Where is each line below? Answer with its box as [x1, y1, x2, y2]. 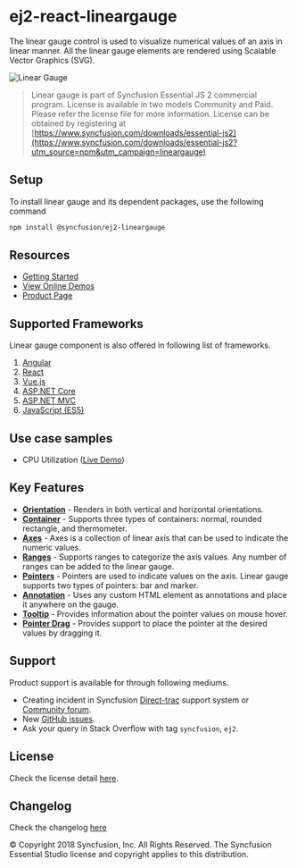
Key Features [9, 480, 85, 495]
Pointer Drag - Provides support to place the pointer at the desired [21, 618, 268, 628]
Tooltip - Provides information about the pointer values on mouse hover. [21, 608, 288, 619]
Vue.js [21, 376, 46, 387]
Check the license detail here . [9, 772, 119, 783]
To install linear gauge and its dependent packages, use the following [9, 196, 265, 206]
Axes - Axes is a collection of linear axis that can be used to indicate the [21, 532, 289, 543]
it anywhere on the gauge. [21, 599, 119, 610]
